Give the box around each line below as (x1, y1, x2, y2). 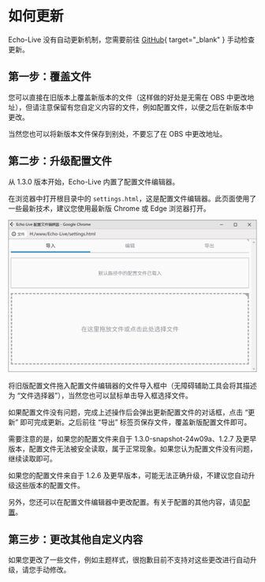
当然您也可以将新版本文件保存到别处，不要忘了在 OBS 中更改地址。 (8, 129, 227, 138)
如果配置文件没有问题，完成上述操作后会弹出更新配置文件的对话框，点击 (8, 407, 243, 417)
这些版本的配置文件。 (14, 481, 84, 490)
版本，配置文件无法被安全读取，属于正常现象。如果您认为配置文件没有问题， (8, 444, 257, 454)
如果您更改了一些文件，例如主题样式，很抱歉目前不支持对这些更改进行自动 (8, 554, 250, 565)
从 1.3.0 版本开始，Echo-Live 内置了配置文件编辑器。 (8, 177, 180, 186)
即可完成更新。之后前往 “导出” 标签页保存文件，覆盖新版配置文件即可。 (20, 418, 252, 427)
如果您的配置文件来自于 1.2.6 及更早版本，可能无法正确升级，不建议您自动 (8, 471, 248, 480)
